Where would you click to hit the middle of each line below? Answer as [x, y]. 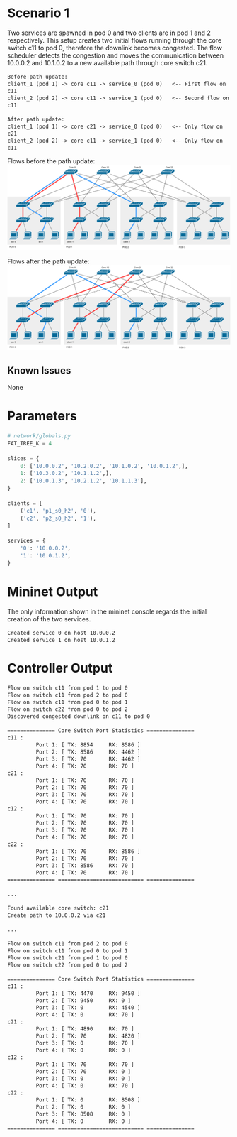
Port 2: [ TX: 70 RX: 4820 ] [88, 1036]
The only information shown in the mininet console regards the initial [107, 611]
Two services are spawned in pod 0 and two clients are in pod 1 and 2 [109, 33]
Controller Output [60, 668]
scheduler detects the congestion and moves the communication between [116, 55]
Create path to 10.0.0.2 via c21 [57, 915]
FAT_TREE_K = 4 [30, 443]
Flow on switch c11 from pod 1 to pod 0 [68, 688]
